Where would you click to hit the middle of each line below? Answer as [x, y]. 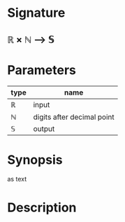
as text [17, 179]
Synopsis [35, 160]
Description [42, 207]
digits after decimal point [74, 117]
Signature [36, 13]
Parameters [42, 70]
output [44, 129]
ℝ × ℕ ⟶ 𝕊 [31, 40]
